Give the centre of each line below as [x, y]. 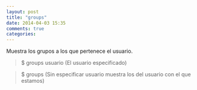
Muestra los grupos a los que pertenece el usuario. [70, 51]
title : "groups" [27, 17]
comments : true [25, 28]
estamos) [33, 81]
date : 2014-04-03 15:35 [36, 23]
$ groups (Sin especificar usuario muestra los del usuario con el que [106, 74]
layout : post [23, 12]
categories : [21, 34]
